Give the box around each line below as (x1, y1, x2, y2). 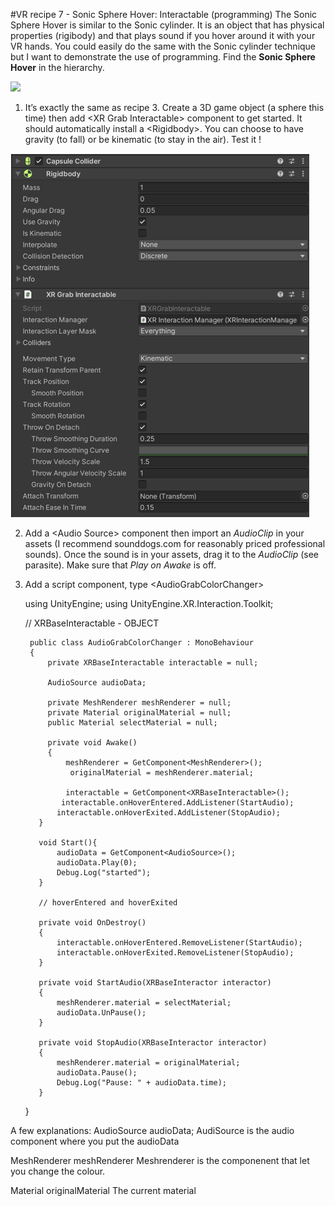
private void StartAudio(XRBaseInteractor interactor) (38, 978, 272, 988)
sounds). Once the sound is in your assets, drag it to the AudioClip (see (24, 549, 320, 560)
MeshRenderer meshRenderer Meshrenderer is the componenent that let (10, 1155, 310, 1166)
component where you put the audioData (10, 1135, 180, 1147)
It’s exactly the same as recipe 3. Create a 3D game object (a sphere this (24, 102, 325, 113)
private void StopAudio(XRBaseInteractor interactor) (38, 1038, 268, 1048)
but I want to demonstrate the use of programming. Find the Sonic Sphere (10, 51, 316, 63)
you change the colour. (10, 1165, 106, 1177)
